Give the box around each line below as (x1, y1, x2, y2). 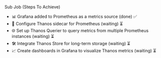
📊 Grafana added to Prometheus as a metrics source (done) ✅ (11, 14, 137, 19)
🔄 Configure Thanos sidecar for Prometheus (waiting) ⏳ (11, 21, 123, 26)
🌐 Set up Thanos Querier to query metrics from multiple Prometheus (11, 28, 149, 33)
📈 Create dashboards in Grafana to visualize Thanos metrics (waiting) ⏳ (11, 48, 156, 53)
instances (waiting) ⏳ (11, 34, 54, 39)
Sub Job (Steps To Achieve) (4, 4, 61, 10)
